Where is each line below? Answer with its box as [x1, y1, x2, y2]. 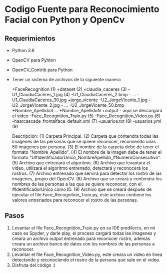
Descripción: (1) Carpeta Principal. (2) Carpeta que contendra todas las [11, 133, 158, 139]
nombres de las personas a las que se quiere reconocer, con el [11, 181, 142, 187]
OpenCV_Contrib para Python [11, 67, 73, 73]
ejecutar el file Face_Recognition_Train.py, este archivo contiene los [11, 192, 152, 197]
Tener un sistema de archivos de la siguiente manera [11, 77, 121, 82]
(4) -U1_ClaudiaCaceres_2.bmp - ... [63, 92, 136, 97]
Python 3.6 [11, 48, 34, 53]
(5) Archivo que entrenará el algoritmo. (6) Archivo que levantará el [11, 160, 150, 166]
